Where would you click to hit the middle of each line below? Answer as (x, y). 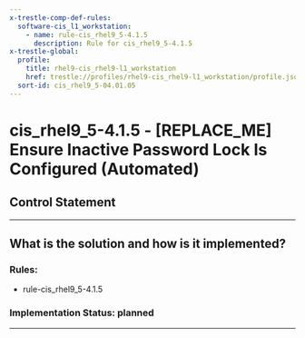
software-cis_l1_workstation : (74, 26)
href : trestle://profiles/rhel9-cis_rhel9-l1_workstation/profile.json (164, 77)
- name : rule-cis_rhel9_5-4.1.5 (87, 35)
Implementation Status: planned (82, 313)
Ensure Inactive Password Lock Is (138, 149)
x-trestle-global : (44, 52)
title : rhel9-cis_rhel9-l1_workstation (101, 69)
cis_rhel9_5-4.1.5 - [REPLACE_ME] (141, 130)
